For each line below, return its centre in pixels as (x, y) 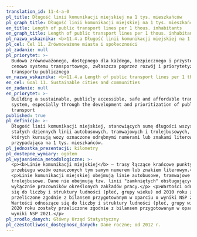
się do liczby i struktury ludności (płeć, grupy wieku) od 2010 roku (99, 192)
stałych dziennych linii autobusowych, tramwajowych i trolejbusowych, (101, 132)
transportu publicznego (40, 72)
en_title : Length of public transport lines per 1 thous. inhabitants (94, 28)
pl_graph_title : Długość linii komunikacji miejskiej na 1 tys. (86, 22)
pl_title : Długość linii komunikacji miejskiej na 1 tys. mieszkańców (94, 17)
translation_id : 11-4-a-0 (38, 11)
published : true (26, 115)
